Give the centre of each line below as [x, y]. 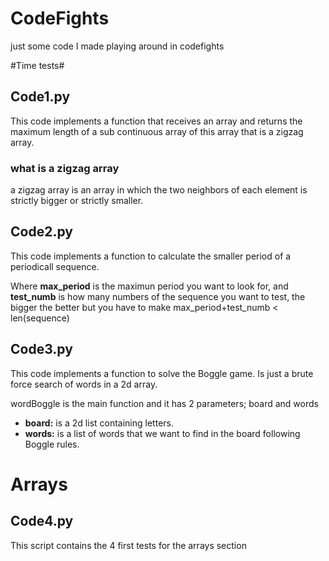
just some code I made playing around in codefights [117, 46]
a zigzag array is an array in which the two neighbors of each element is [159, 190]
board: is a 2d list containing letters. [99, 423]
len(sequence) [40, 318]
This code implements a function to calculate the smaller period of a [151, 256]
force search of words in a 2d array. [84, 384]
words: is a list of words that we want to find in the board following [162, 433]
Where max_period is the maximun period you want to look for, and [149, 286]
